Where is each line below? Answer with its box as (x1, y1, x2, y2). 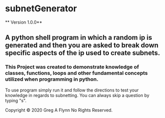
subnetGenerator (5, 3, 77, 14)
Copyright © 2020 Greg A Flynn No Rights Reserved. (5, 107, 113, 113)
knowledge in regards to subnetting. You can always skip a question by (5, 92, 150, 98)
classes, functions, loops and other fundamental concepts (5, 70, 148, 77)
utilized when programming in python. (5, 76, 99, 83)
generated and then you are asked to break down (5, 41, 159, 50)
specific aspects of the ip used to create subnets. (5, 49, 160, 57)
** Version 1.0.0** (5, 19, 43, 25)
